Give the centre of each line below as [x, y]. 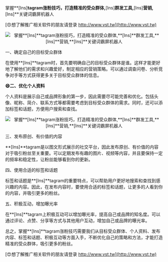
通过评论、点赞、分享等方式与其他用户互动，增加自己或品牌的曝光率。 [77, 221]
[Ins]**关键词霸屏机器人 [29, 14]
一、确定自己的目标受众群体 [34, 52]
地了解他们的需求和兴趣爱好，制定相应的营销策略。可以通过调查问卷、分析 [82, 69]
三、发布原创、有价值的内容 [34, 136]
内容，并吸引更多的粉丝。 [36, 193]
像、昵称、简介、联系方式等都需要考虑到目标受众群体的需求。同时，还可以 [82, 103]
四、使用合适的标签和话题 [31, 170]
